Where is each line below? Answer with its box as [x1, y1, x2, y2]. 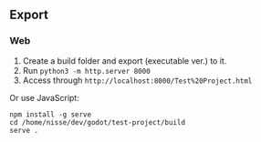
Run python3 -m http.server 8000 [22, 65, 151, 76]
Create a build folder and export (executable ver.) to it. [22, 55, 227, 66]
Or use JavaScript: [9, 92, 79, 103]
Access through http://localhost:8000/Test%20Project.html [22, 75, 253, 86]
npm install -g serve [9, 109, 92, 119]
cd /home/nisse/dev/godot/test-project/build [9, 117, 185, 127]
